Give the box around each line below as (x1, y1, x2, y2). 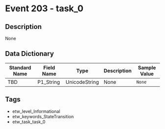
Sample (137, 64, 156, 71)
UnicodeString (65, 78, 99, 85)
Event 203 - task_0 (5, 3, 83, 14)
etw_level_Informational (12, 108, 60, 114)
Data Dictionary (5, 50, 54, 58)
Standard (9, 64, 31, 71)
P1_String (37, 78, 60, 85)
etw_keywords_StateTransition (12, 113, 74, 119)
